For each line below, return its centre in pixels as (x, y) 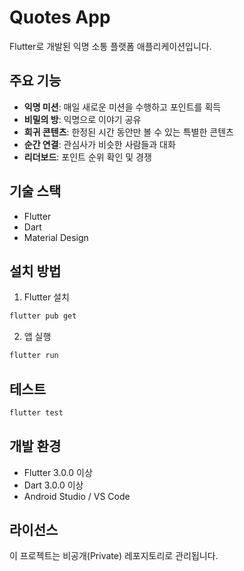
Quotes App (60, 17)
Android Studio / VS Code (77, 496)
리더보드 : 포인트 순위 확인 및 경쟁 (87, 157)
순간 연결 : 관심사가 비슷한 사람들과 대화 (99, 144)
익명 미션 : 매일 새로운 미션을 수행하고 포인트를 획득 (122, 107)
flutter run (34, 356)
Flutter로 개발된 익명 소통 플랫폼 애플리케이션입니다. (110, 46)
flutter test (36, 412)
